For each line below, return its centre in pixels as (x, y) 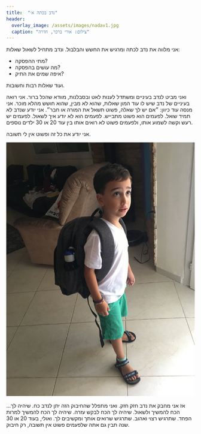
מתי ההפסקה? (31, 61)
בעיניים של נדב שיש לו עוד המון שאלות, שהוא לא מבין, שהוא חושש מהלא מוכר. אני (98, 103)
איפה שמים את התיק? (39, 74)
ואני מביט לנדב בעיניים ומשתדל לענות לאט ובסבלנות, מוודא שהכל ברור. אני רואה (96, 97)
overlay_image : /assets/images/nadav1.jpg (65, 25)
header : (16, 19)
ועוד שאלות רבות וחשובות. (35, 85)
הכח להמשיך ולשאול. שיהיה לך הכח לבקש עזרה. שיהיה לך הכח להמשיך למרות (93, 412)
